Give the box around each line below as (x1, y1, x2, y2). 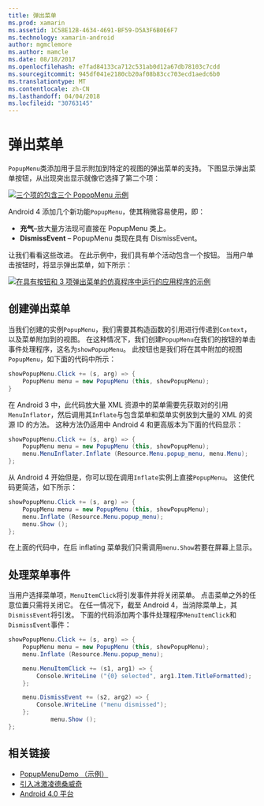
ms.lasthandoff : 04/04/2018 (8, 92, 101, 100)
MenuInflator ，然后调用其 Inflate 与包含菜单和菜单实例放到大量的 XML (8, 409, 238, 419)
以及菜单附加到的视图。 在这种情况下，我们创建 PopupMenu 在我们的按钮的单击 (8, 334, 256, 344)
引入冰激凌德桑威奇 (19, 778, 83, 789)
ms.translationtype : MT (8, 77, 87, 85)
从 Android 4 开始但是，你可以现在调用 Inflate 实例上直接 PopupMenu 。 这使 (8, 472, 248, 482)
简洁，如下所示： (21, 483, 77, 491)
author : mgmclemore (8, 41, 73, 49)
